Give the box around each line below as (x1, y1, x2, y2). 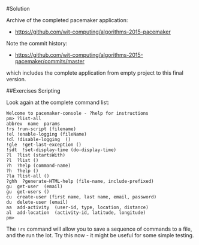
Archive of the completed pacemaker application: (6, 17, 128, 23)
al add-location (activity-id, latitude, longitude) (6, 210, 146, 216)
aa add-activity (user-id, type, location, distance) (6, 204, 149, 210)
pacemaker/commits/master (14, 58, 85, 65)
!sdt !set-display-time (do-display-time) (6, 147, 117, 153)
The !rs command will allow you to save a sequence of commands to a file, (6, 225, 192, 232)
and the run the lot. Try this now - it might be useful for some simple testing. (6, 232, 194, 238)
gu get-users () (6, 189, 50, 195)
